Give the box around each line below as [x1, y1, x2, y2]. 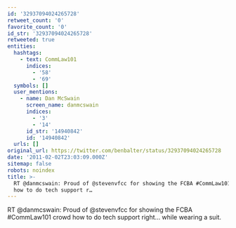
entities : [7, 43, 37, 50]
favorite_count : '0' [7, 23, 68, 30]
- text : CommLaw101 [20, 56, 77, 63]
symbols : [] [13, 82, 49, 89]
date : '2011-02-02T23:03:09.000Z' [7, 154, 109, 161]
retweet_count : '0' [7, 17, 65, 24]
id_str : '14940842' [25, 128, 83, 135]
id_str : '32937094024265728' [7, 29, 93, 37]
